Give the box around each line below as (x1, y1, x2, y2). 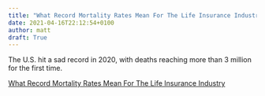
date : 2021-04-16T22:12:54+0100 (8, 19, 114, 27)
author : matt (8, 26, 51, 34)
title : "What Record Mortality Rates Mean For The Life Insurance (8, 11, 231, 20)
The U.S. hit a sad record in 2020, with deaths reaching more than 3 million (8, 55, 252, 65)
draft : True (8, 33, 47, 42)
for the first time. (8, 64, 63, 73)
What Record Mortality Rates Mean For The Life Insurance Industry (8, 79, 226, 88)
